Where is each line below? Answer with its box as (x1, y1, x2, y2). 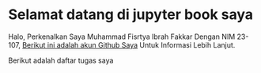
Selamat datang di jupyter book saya (8, 6, 254, 24)
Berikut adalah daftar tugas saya (8, 56, 114, 65)
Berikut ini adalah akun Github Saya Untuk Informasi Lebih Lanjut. (22, 40, 236, 49)
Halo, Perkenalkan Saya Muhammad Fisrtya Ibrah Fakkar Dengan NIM (8, 32, 236, 41)
